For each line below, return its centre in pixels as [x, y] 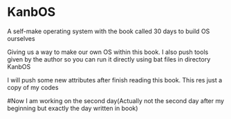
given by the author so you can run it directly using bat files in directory [109, 59]
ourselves [21, 38]
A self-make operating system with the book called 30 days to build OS [109, 31]
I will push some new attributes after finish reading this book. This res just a [115, 80]
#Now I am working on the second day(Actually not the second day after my [116, 100]
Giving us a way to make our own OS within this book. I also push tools [108, 52]
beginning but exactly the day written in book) [73, 108]
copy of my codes [33, 87]
